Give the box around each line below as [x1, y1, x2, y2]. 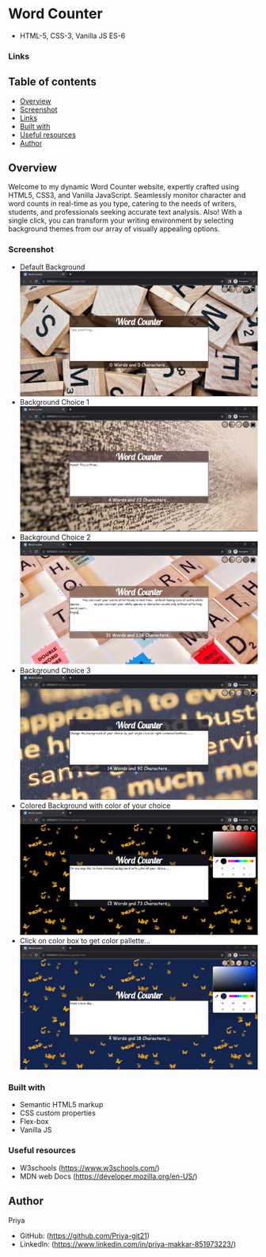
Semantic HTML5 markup [19, 1100, 104, 1110]
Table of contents [8, 75, 97, 89]
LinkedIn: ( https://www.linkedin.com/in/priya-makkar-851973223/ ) [19, 1239, 237, 1248]
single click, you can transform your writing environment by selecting [8, 215, 234, 226]
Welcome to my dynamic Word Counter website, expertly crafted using [8, 182, 239, 192]
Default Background [19, 262, 85, 272]
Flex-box [19, 1117, 49, 1126]
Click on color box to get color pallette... [19, 935, 150, 945]
